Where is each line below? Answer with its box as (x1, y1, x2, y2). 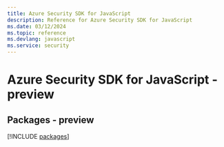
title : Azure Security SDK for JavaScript (7, 10, 131, 17)
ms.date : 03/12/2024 (7, 23, 67, 30)
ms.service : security (7, 42, 70, 49)
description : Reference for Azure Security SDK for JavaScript (7, 17, 193, 23)
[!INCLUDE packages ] (7, 133, 70, 140)
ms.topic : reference (7, 29, 67, 37)
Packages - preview (7, 114, 94, 126)
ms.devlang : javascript (7, 36, 76, 43)
